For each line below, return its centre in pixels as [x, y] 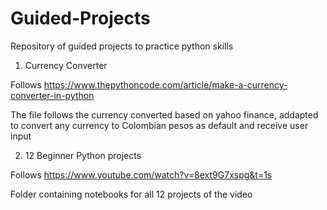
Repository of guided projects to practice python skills [122, 46]
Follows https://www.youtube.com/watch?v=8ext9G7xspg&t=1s [141, 174]
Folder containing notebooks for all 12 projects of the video [131, 194]
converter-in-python [52, 95]
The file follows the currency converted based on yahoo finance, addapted [164, 114]
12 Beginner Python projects [83, 155]
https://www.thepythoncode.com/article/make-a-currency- [165, 84]
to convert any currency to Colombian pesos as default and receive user [159, 125]
